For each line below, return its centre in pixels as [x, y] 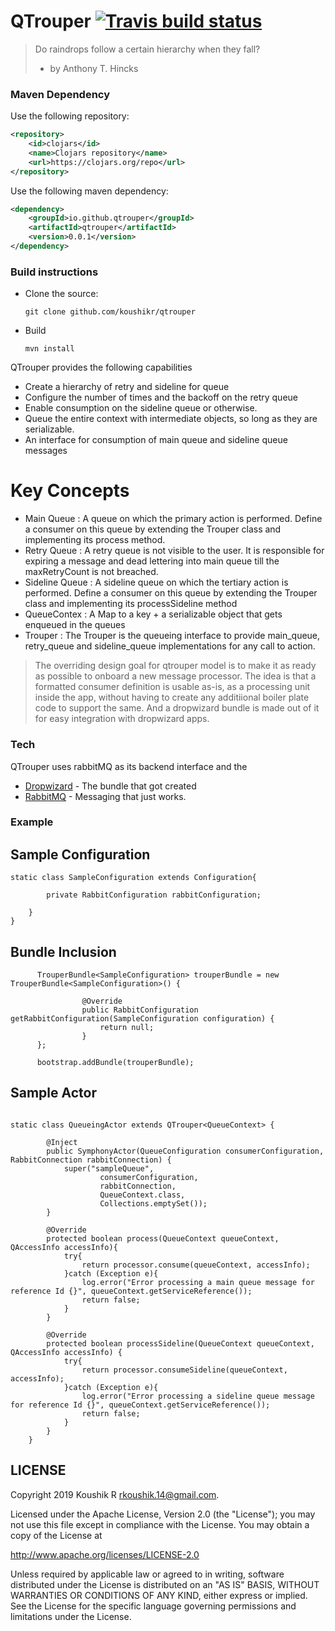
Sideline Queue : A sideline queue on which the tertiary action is [156, 582]
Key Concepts [70, 491]
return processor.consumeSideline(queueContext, [184, 1370]
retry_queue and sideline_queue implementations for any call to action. [170, 646]
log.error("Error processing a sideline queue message [198, 1396]
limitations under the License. [71, 1616]
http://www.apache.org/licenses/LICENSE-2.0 [105, 1554]
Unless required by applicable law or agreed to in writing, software [147, 1574]
